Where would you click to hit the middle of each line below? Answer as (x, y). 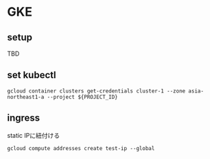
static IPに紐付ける (34, 135)
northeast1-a (26, 97)
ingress (24, 118)
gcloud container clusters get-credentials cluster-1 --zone (96, 91)
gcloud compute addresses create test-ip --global (81, 148)
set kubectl (32, 75)
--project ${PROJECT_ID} (82, 97)
